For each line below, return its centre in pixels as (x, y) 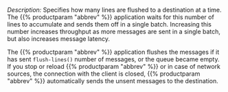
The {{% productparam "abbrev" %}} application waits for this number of (111, 17)
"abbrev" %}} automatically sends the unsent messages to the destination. (113, 81)
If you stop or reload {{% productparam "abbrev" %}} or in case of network (114, 66)
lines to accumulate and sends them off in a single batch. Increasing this (109, 24)
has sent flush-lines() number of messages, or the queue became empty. (113, 59)
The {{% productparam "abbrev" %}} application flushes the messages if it (113, 52)
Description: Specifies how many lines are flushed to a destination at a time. (114, 10)
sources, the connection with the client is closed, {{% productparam (104, 74)
